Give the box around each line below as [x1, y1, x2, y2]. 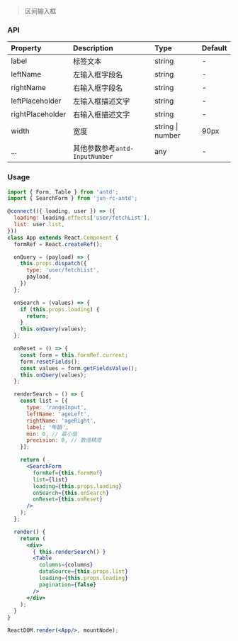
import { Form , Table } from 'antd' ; [7, 188, 119, 196]
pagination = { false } [38, 581, 97, 588]
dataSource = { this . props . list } [38, 568, 129, 575]
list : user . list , [13, 221, 65, 228]
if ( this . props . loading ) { [20, 306, 100, 313]
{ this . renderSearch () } [33, 548, 106, 555]
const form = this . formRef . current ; [20, 351, 129, 359]
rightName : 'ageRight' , [25, 417, 97, 424]
